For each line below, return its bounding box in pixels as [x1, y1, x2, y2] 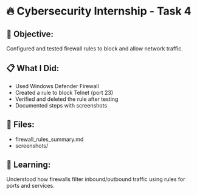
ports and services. [6, 182, 55, 190]
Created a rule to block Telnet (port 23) [15, 89, 114, 96]
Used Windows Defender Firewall [15, 82, 99, 89]
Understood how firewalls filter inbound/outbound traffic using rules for [6, 176, 185, 183]
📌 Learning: [6, 160, 51, 170]
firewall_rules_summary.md [15, 135, 84, 143]
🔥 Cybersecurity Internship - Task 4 [6, 4, 192, 18]
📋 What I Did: [6, 63, 60, 74]
